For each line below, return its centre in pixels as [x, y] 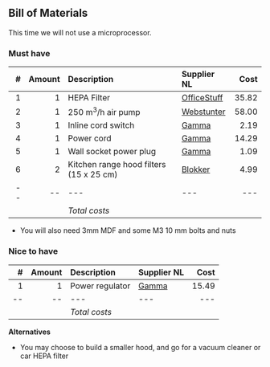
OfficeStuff [202, 98]
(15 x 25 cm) [93, 174]
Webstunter [203, 112]
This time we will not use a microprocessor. [80, 32]
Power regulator [100, 286]
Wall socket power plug [112, 152]
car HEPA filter [44, 356]
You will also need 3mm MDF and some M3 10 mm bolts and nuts [128, 230]
